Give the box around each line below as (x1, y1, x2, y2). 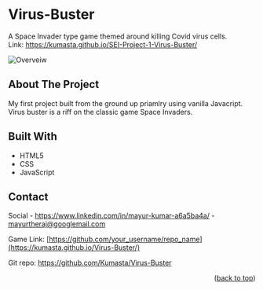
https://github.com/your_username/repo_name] (49, 234, 203, 244)
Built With (8, 130, 57, 143)
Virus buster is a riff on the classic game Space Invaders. (8, 107, 193, 116)
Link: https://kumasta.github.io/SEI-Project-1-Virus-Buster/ (8, 39, 198, 49)
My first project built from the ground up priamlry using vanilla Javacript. (8, 98, 243, 108)
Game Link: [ (8, 234, 49, 244)
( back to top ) (214, 273, 256, 283)
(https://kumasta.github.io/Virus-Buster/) (8, 243, 141, 252)
